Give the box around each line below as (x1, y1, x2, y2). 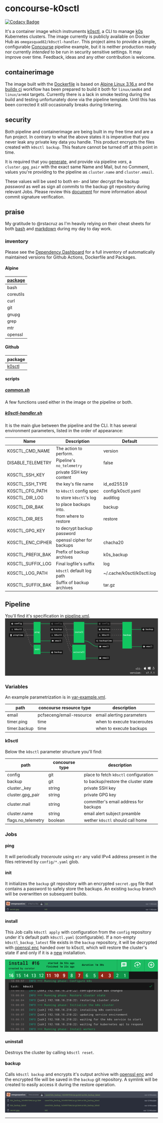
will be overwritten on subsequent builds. (5, 891, 87, 896)
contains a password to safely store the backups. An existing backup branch (5, 886, 156, 892)
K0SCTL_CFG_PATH (7, 488, 48, 494)
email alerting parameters (96, 712, 147, 718)
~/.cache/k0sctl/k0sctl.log (103, 570, 156, 576)
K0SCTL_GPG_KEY (7, 528, 45, 534)
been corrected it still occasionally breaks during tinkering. (5, 101, 123, 107)
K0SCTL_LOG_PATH (7, 570, 48, 576)
